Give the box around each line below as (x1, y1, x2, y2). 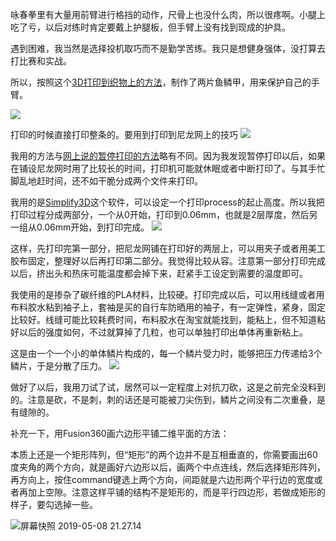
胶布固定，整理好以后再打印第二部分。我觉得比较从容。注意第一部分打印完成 (10, 255, 326, 267)
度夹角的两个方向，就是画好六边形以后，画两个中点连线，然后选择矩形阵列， (10, 461, 326, 473)
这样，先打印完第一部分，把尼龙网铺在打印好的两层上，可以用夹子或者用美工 (10, 243, 326, 254)
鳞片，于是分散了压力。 (10, 360, 107, 372)
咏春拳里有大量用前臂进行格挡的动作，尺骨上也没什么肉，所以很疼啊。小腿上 (10, 9, 326, 20)
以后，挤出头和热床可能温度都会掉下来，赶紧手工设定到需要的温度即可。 (10, 268, 308, 279)
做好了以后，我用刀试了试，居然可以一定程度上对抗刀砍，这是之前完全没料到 (10, 381, 326, 393)
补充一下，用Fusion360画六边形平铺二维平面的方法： (10, 428, 230, 439)
